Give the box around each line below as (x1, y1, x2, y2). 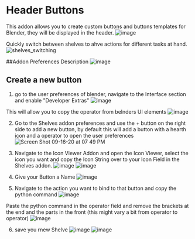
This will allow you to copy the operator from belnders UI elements (6, 108, 167, 115)
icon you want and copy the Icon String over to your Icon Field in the (14, 156, 180, 163)
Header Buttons (6, 4, 84, 17)
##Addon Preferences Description (6, 58, 89, 65)
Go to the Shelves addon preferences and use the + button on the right (14, 119, 186, 127)
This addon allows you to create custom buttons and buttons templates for (6, 23, 186, 30)
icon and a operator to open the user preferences (14, 132, 134, 139)
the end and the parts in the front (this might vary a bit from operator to (6, 209, 178, 216)
